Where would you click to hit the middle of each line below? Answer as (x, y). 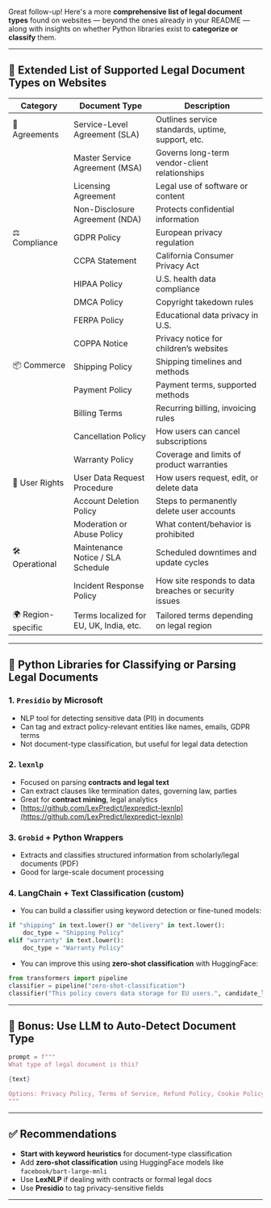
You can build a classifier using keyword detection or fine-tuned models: (141, 911)
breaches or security (195, 590)
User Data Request (109, 477)
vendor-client (182, 162)
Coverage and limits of (199, 454)
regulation (175, 242)
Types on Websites (58, 83)
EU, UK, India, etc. (108, 626)
